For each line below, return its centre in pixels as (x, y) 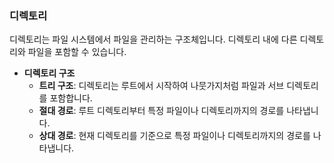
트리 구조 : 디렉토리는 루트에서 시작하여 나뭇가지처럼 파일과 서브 (161, 86)
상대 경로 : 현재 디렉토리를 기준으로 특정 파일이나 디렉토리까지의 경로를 (174, 136)
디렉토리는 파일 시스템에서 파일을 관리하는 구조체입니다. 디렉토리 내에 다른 (153, 39)
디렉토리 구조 (49, 73)
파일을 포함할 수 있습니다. (77, 52)
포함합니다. (71, 98)
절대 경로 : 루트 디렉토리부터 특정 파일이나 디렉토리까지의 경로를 (161, 111)
